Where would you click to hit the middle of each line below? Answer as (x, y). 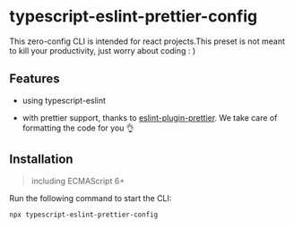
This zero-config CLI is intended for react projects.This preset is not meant (147, 41)
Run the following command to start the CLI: (91, 198)
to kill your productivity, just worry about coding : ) (103, 50)
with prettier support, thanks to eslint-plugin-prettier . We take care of (150, 117)
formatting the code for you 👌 (78, 128)
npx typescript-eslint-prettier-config (84, 215)
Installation (41, 160)
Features (35, 79)
